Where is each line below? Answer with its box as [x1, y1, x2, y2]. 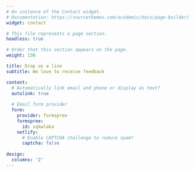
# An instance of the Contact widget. [6, 8, 102, 15]
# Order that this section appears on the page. [6, 47, 129, 53]
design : [6, 151, 25, 158]
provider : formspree [17, 112, 68, 118]
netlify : [17, 129, 39, 135]
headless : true [6, 36, 44, 42]
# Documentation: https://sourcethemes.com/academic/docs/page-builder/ [6, 14, 190, 20]
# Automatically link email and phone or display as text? [11, 85, 161, 91]
